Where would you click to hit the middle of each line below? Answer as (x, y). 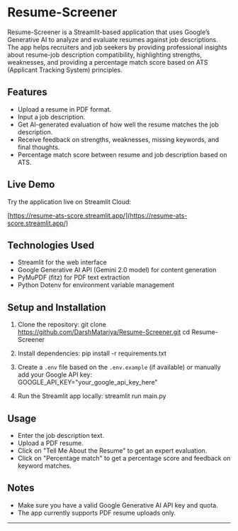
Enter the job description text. (61, 435)
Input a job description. (51, 117)
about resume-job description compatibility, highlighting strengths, (104, 55)
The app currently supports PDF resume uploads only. (97, 513)
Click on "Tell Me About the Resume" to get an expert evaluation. (112, 451)
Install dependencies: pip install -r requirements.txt (92, 353)
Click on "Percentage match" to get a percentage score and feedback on (124, 458)
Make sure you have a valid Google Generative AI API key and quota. (118, 505)
